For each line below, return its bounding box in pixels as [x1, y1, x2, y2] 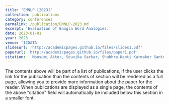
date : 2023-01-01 [5, 31, 42, 36]
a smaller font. [5, 95, 35, 101]
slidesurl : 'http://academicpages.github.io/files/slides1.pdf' [5, 45, 143, 50]
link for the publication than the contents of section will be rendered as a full [5, 74, 163, 80]
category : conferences [5, 17, 53, 22]
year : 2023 [5, 36, 28, 41]
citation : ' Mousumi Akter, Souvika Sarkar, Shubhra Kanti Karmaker [5, 54, 152, 60]
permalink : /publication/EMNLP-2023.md [5, 21, 89, 27]
